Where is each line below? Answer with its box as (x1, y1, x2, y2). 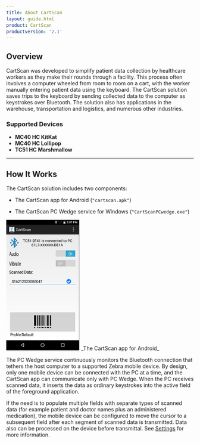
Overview (6, 51, 43, 61)
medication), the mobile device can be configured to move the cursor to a (6, 412, 187, 420)
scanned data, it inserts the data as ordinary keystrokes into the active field (6, 382, 190, 389)
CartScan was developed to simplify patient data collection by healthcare (6, 67, 186, 75)
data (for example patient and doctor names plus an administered (6, 406, 167, 413)
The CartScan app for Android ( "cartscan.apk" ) (14, 197, 132, 204)
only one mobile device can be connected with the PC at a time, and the (6, 369, 183, 376)
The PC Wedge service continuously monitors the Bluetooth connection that (6, 357, 193, 364)
